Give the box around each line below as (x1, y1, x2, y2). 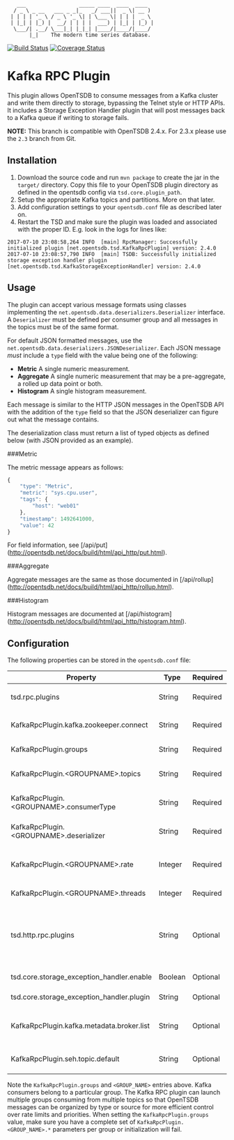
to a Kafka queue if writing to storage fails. (7, 113, 130, 121)
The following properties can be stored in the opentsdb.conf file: (7, 656, 192, 664)
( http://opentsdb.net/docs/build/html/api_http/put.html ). (7, 548, 167, 557)
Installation (7, 155, 57, 167)
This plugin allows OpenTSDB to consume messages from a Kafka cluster (7, 91, 219, 99)
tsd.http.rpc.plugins (10, 930, 75, 940)
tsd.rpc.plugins (10, 692, 60, 702)
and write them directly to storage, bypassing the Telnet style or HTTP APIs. (7, 98, 226, 107)
